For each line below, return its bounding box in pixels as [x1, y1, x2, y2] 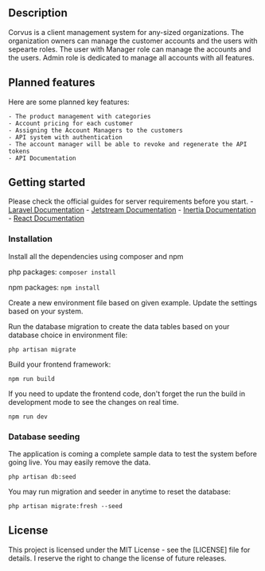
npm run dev [8, 413, 48, 421]
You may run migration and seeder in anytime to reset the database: [8, 487, 231, 496]
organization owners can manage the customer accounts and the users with [8, 36, 258, 45]
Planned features [8, 76, 95, 90]
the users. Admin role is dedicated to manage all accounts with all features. [8, 52, 255, 62]
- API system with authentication [8, 133, 123, 142]
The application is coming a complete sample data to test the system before [8, 449, 257, 459]
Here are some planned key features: [8, 97, 130, 107]
